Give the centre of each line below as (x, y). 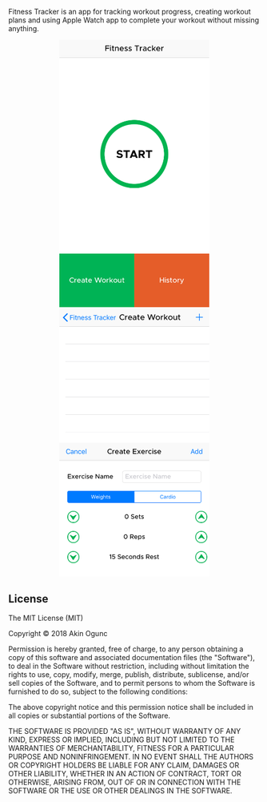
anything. (24, 28)
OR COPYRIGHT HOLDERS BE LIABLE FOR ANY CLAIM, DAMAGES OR (124, 765)
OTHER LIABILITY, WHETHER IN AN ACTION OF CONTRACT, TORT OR (125, 774)
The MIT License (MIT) (46, 618)
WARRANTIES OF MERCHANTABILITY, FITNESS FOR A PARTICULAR (121, 748)
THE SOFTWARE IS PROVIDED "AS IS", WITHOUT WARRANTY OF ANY (125, 731)
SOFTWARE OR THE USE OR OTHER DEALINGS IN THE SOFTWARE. (120, 791)
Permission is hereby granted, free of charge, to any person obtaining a (126, 649)
